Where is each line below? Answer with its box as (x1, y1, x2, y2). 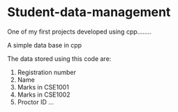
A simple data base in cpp (7, 41, 82, 49)
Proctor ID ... (17, 97, 54, 106)
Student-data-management (7, 4, 171, 20)
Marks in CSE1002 (17, 90, 71, 99)
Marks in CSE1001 (17, 83, 70, 91)
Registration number (17, 68, 77, 76)
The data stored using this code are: (7, 54, 112, 63)
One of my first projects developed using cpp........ (7, 27, 152, 36)
